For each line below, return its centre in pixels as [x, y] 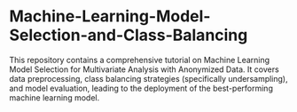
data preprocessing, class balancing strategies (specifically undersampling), [148, 78]
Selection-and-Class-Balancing [129, 35]
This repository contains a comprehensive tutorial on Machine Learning [140, 60]
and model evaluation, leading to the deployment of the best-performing [141, 88]
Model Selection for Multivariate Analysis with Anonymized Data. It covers [144, 69]
